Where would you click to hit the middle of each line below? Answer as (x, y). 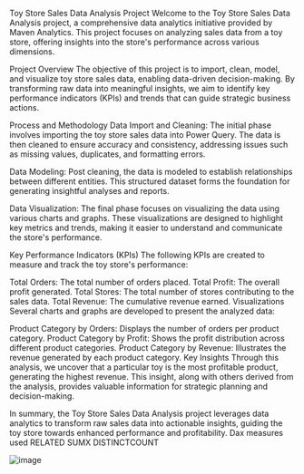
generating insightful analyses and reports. (89, 191)
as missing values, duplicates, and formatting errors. (108, 154)
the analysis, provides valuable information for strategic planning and (138, 386)
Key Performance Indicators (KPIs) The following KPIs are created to (137, 255)
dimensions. (32, 52)
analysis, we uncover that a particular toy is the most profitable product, (144, 367)
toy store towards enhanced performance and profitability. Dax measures (147, 433)
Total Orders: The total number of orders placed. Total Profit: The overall (144, 282)
